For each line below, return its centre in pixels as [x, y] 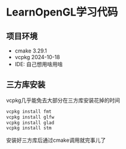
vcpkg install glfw [30, 117]
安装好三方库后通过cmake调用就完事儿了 [56, 140]
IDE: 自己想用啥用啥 [39, 64]
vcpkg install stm [29, 128]
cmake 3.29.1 [31, 51]
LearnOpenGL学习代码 [62, 12]
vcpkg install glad [30, 123]
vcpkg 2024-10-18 [37, 57]
